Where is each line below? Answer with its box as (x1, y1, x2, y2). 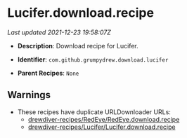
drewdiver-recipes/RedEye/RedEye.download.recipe (27, 115, 180, 123)
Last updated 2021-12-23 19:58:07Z (7, 28, 111, 36)
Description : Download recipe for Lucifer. (17, 41, 138, 50)
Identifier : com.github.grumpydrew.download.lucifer (17, 55, 169, 64)
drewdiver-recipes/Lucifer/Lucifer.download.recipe (27, 123, 176, 131)
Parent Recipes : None (17, 69, 79, 77)
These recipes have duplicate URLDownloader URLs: (17, 107, 171, 116)
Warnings (7, 89, 51, 101)
